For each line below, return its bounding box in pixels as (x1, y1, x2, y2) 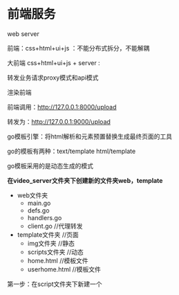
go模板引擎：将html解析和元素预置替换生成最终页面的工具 (7, 132, 173, 141)
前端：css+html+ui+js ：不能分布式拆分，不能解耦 (7, 44, 150, 52)
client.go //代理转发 (27, 222, 83, 230)
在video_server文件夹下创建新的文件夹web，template (7, 176, 163, 184)
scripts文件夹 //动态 (27, 247, 84, 256)
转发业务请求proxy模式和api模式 (7, 73, 99, 82)
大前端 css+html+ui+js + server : (7, 58, 100, 66)
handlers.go (27, 213, 62, 222)
